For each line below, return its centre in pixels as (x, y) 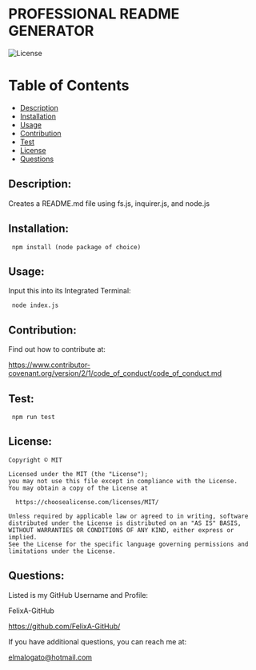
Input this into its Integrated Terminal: (70, 291)
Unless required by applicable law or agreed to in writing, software (128, 516)
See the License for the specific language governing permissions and (128, 544)
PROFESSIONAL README (94, 14)
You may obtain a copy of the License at (78, 488)
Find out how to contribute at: (57, 349)
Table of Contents (69, 86)
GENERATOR (51, 31)
